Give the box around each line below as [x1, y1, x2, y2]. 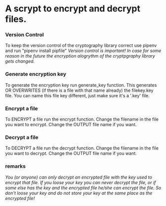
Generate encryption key [5, 70, 66, 77]
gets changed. [5, 58, 35, 65]
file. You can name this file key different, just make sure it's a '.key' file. [5, 92, 150, 98]
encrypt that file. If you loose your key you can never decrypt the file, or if [5, 179, 156, 185]
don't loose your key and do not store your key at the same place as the [5, 190, 153, 196]
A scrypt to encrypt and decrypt [5, 3, 140, 14]
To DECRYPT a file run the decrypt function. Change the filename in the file [5, 145, 159, 151]
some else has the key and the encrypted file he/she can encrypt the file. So [5, 185, 162, 191]
